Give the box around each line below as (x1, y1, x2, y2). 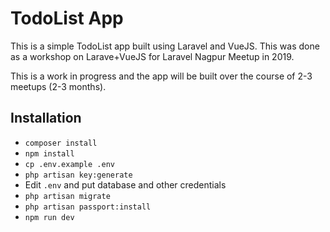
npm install (24, 148, 75, 159)
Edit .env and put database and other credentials (24, 178, 227, 191)
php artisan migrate (24, 191, 111, 201)
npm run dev (24, 212, 75, 222)
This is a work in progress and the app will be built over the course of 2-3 (10, 70, 313, 82)
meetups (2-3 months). (10, 80, 107, 92)
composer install (24, 138, 98, 148)
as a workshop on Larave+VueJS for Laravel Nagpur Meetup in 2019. (10, 50, 295, 62)
